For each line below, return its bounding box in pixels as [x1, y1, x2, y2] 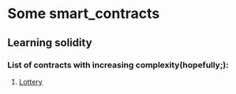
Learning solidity [7, 36, 92, 49]
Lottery [18, 77, 43, 86]
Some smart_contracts [7, 5, 160, 23]
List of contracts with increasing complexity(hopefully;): [7, 60, 230, 70]
